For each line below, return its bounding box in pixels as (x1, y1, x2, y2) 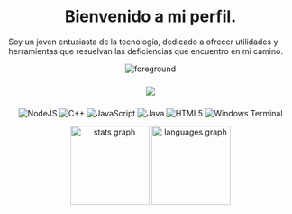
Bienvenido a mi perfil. (64, 6, 237, 27)
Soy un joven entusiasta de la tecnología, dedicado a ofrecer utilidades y (8, 36, 278, 47)
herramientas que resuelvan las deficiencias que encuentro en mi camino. (8, 45, 283, 56)
